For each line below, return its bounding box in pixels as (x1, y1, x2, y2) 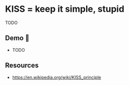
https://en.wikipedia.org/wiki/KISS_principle (12, 74, 101, 80)
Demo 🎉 (5, 34, 30, 42)
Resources (5, 61, 39, 70)
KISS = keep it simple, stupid (5, 3, 125, 15)
